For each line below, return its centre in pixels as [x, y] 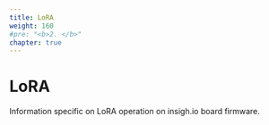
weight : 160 [31, 26]
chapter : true [36, 42]
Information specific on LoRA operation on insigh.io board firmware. [134, 112]
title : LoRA [31, 17]
